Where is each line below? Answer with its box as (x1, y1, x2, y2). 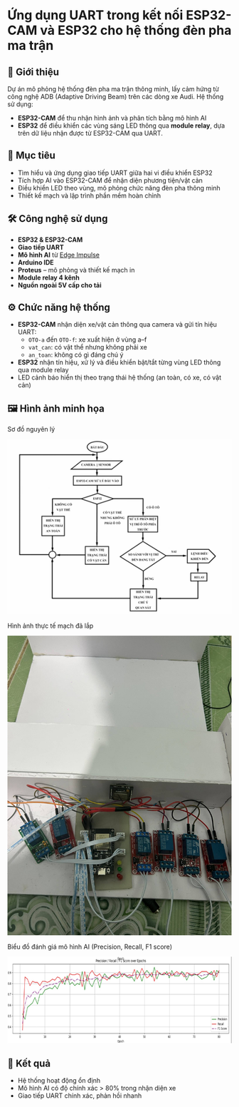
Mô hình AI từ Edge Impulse (17, 250, 100, 259)
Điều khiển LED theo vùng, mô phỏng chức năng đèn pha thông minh (17, 183, 221, 192)
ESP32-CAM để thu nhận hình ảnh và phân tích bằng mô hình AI (17, 114, 207, 122)
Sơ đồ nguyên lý (7, 425, 55, 434)
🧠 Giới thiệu (7, 66, 59, 78)
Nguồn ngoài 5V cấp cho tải (17, 280, 102, 289)
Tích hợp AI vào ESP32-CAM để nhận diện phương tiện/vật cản (17, 175, 203, 185)
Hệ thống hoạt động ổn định (17, 1076, 101, 1085)
